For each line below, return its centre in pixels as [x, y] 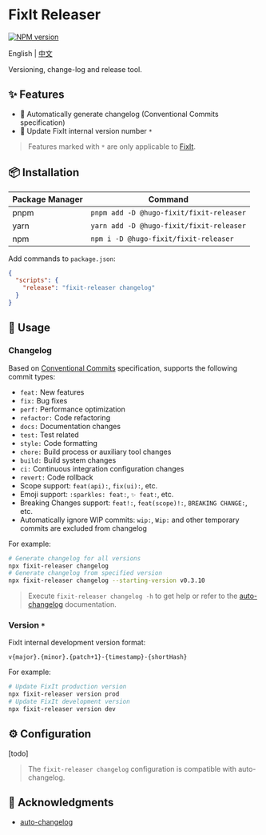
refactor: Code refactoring [65, 417]
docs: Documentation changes [70, 426]
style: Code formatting [59, 443]
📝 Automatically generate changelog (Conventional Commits [119, 114]
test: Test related [50, 435]
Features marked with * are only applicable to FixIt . [111, 147]
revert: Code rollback [56, 477]
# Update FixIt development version [69, 702]
